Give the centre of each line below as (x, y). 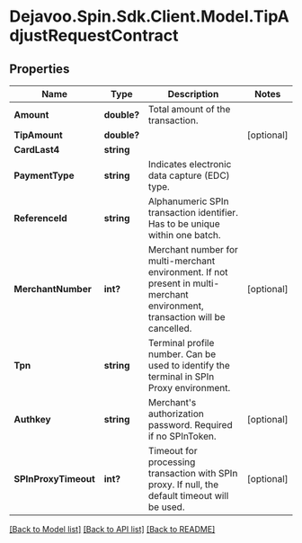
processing (172, 462)
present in (169, 283)
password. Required (190, 425)
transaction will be (187, 317)
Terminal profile (181, 343)
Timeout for (173, 451)
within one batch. (185, 235)
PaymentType (44, 175)
